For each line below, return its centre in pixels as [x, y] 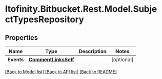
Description [93, 51]
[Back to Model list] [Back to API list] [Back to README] [61, 72]
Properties [21, 38]
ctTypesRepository [45, 19]
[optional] [123, 60]
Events [16, 60]
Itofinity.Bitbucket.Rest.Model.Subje [81, 9]
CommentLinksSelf [51, 60]
